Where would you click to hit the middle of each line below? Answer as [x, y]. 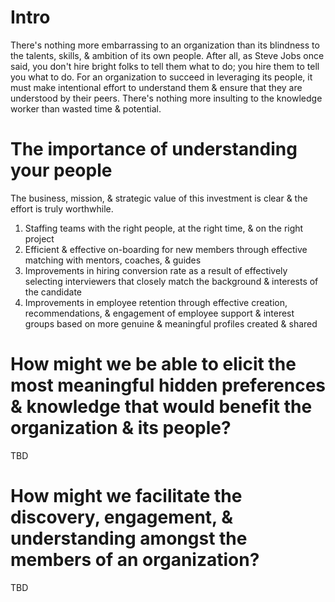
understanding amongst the [129, 538]
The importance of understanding [154, 149]
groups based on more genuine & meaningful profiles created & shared [171, 323]
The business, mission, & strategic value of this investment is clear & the [159, 198]
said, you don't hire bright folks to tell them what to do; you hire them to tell [165, 66]
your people [61, 170]
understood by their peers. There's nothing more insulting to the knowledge [166, 98]
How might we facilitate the [126, 496]
